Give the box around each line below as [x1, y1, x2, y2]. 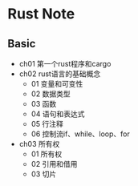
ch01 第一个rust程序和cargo [18, 59, 112, 68]
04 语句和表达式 [30, 109, 85, 119]
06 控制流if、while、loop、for [30, 129, 130, 139]
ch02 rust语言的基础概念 [18, 69, 101, 79]
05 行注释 [30, 119, 63, 128]
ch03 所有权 [18, 139, 60, 148]
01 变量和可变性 [30, 79, 83, 88]
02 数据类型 [30, 89, 71, 99]
